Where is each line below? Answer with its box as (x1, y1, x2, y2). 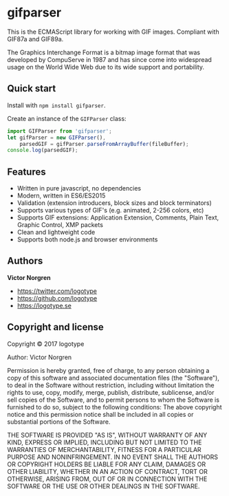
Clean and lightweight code (17, 228, 96, 237)
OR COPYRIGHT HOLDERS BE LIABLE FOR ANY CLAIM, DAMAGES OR (7, 460, 206, 468)
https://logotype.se (17, 301, 72, 310)
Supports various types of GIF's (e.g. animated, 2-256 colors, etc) (17, 206, 204, 215)
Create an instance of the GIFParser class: (7, 114, 127, 122)
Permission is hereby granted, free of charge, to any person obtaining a (7, 366, 210, 374)
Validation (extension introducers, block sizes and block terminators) (17, 199, 212, 207)
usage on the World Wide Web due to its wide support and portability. (7, 63, 205, 71)
